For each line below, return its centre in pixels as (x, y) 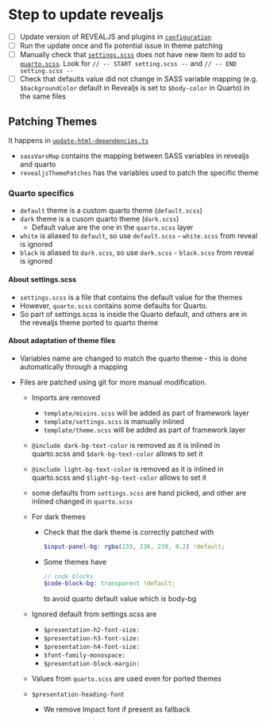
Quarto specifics (41, 193)
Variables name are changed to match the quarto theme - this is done (133, 358)
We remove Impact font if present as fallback (117, 709)
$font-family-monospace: (85, 656)
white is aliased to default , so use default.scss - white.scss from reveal (139, 236)
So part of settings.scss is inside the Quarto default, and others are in (133, 314)
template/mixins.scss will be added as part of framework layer (146, 413)
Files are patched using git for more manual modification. (113, 382)
